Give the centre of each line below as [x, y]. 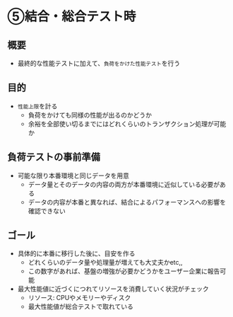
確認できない [47, 211]
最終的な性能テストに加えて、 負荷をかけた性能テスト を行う [99, 63]
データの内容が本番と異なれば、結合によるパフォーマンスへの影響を [127, 202]
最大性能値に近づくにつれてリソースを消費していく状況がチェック [113, 289]
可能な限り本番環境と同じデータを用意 [73, 175]
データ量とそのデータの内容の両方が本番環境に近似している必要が [124, 184]
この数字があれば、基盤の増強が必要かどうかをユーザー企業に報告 [124, 271]
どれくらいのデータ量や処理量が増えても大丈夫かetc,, [105, 263]
